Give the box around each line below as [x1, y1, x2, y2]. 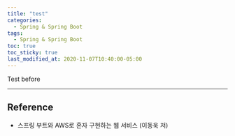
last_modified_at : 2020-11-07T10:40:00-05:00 [7, 56, 142, 63]
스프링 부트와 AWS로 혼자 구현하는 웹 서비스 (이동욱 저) [17, 121, 169, 129]
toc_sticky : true [7, 50, 58, 56]
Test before [7, 75, 41, 83]
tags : [7, 29, 23, 37]
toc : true [7, 43, 36, 50]
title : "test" [7, 10, 49, 17]
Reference [7, 102, 54, 114]
